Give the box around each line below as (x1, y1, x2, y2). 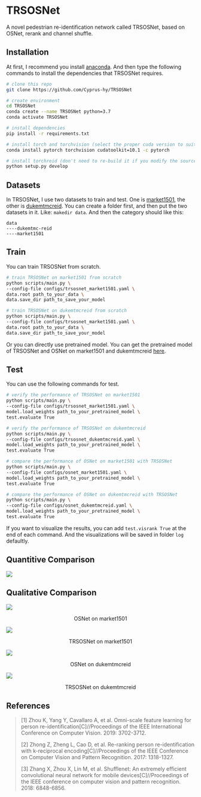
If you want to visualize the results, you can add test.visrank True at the (6, 524, 187, 531)
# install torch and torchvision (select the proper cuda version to (6, 142, 184, 148)
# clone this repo (6, 81, 52, 87)
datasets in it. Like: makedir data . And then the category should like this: (6, 209, 184, 216)
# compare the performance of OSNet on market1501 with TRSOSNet (6, 458, 172, 465)
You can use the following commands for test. (6, 380, 120, 387)
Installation (6, 47, 49, 58)
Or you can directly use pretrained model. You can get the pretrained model (6, 341, 193, 348)
